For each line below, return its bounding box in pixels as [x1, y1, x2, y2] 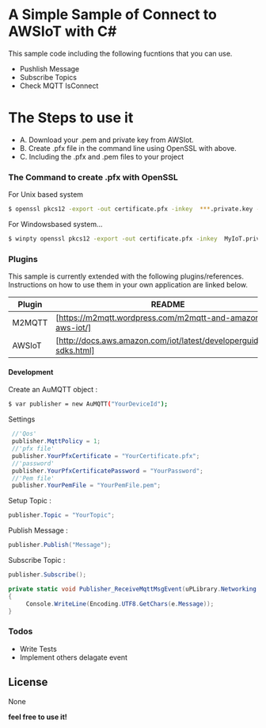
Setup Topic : [8, 496, 51, 506]
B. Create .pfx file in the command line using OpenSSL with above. [19, 143, 237, 152]
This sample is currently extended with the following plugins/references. [8, 272, 244, 281]
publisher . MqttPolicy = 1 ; [11, 437, 101, 445]
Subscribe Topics [19, 72, 78, 82]
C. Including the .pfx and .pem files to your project [19, 152, 184, 161]
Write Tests [19, 644, 57, 653]
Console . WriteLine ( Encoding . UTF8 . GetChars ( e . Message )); [25, 599, 215, 608]
